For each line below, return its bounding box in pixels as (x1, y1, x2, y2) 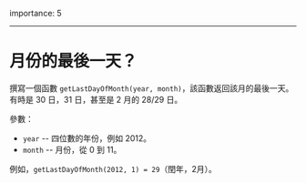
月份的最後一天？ (9, 51, 138, 72)
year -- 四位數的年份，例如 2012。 (22, 132, 152, 144)
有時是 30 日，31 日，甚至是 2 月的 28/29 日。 (9, 94, 183, 105)
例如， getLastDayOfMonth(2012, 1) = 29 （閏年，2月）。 (9, 163, 217, 174)
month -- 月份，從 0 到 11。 (22, 144, 122, 155)
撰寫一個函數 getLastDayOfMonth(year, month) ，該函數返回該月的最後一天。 (9, 82, 294, 94)
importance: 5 (9, 8, 62, 18)
